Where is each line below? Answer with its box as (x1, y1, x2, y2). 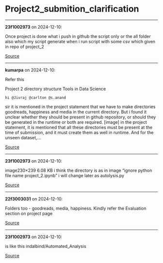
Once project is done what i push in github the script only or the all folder (5, 33, 151, 39)
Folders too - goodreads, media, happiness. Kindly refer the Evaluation (5, 205, 147, 211)
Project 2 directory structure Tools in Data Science (5, 86, 106, 92)
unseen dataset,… (5, 134, 41, 140)
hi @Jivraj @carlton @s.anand (5, 95, 66, 100)
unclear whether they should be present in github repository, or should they (5, 114, 156, 120)
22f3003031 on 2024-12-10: (5, 196, 63, 202)
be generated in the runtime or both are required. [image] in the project (5, 119, 147, 125)
